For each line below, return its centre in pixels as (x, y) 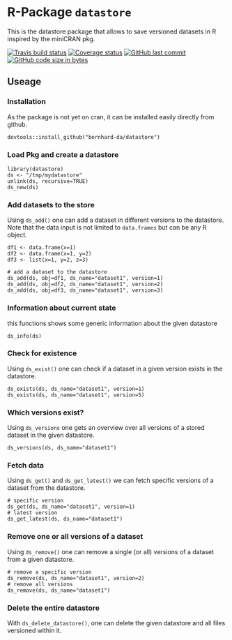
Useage (24, 82)
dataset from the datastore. (46, 488)
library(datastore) (36, 169)
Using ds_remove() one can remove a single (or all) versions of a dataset (111, 551)
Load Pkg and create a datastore (63, 154)
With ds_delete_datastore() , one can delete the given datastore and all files (116, 623)
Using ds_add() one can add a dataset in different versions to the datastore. (116, 220)
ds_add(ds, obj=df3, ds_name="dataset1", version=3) (85, 290)
